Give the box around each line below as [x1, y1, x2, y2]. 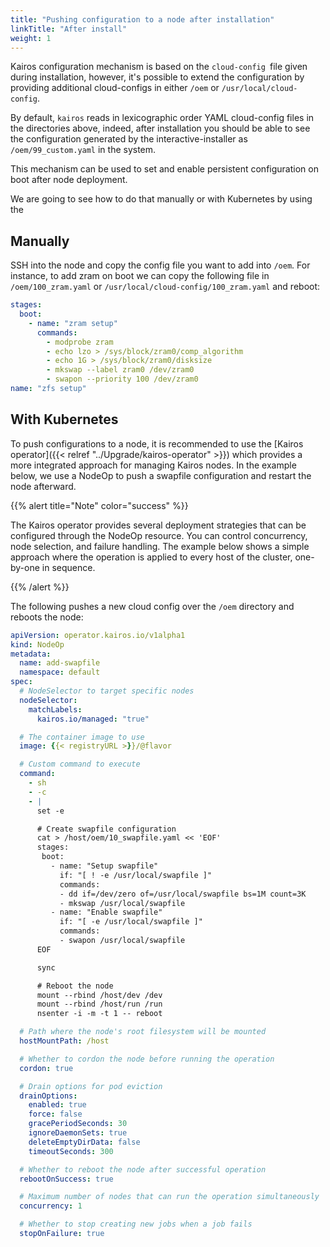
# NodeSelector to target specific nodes [19, 686, 195, 696]
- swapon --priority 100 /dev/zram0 [46, 374, 199, 385]
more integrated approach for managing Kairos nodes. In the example [10, 459, 297, 471]
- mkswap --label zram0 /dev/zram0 [46, 365, 195, 375]
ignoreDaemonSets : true [28, 1128, 128, 1138]
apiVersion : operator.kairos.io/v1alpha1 [10, 630, 186, 640]
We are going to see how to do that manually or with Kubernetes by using [10, 193, 313, 205]
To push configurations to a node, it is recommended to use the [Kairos [10, 437, 304, 450]
